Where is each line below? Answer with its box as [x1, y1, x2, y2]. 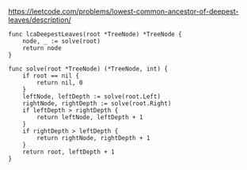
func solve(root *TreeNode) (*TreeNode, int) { [8, 65, 169, 73]
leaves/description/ [8, 15, 71, 25]
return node [22, 44, 62, 52]
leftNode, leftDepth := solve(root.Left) [22, 93, 161, 100]
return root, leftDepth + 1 [22, 148, 115, 156]
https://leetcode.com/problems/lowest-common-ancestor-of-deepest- [8, 7, 239, 16]
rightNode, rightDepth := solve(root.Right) [22, 100, 172, 108]
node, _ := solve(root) [22, 37, 101, 45]
